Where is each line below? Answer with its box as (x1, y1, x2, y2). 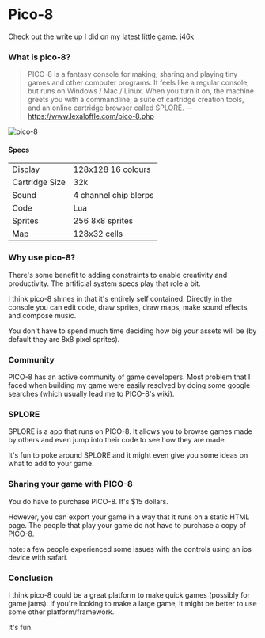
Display (12, 164, 40, 175)
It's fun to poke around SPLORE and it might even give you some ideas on (8, 450, 248, 460)
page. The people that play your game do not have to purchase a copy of (8, 520, 247, 530)
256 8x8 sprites (73, 215, 133, 226)
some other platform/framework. (8, 607, 115, 617)
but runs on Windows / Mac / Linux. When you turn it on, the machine (27, 86, 255, 96)
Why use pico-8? (8, 252, 76, 263)
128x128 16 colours (73, 164, 152, 175)
